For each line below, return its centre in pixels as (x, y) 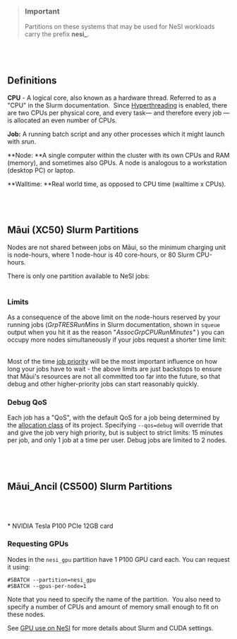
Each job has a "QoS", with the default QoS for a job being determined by (114, 418)
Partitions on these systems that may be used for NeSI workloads (120, 27)
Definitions (32, 81)
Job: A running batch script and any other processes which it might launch (116, 134)
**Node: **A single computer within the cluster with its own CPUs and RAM (119, 155)
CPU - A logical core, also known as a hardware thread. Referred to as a (112, 98)
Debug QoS (27, 402)
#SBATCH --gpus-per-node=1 (47, 586)
